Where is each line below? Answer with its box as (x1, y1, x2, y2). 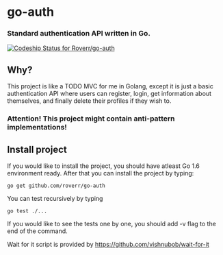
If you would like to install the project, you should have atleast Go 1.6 (7, 162, 200, 170)
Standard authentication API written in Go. (7, 29, 150, 38)
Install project (7, 143, 67, 155)
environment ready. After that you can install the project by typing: (7, 169, 194, 178)
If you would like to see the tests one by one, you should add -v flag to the (7, 220, 217, 228)
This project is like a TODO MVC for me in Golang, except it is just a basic (7, 82, 213, 90)
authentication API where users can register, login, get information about (7, 90, 212, 98)
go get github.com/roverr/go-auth (7, 182, 106, 189)
